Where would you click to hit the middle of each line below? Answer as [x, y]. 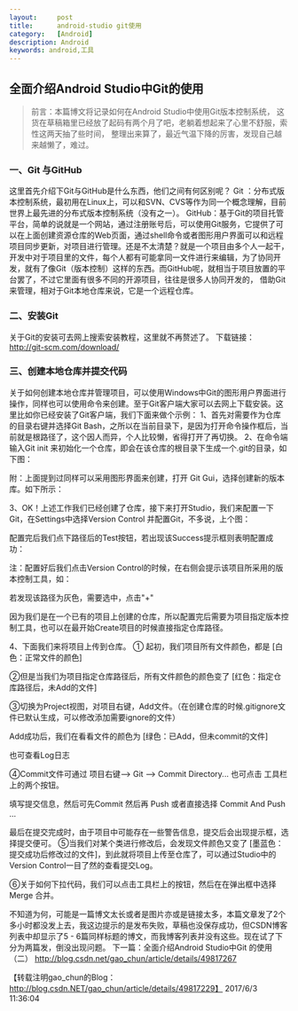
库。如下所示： [36, 489]
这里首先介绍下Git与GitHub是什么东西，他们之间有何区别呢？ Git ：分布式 [143, 191]
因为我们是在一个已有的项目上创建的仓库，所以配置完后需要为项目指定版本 [145, 616]
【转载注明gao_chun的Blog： [63, 977]
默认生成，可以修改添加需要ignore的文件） [102, 717]
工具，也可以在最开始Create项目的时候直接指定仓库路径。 [122, 627]
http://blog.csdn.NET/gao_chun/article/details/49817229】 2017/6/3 [133, 988]
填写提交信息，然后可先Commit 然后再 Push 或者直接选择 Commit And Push [148, 803]
